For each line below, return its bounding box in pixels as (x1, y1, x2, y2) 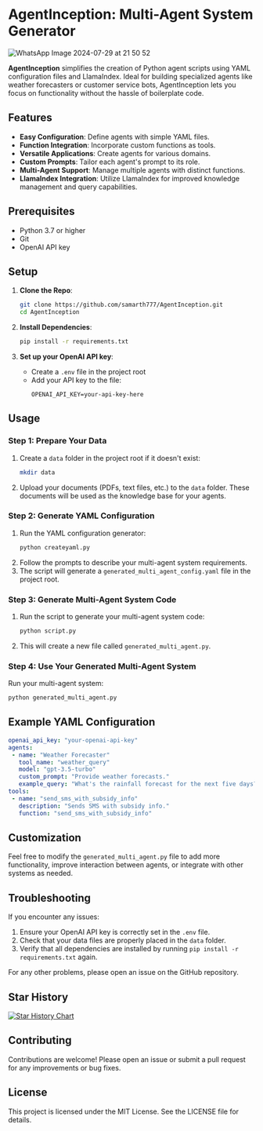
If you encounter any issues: (8, 912, 100, 921)
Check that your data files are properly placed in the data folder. (19, 936, 226, 945)
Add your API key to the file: (31, 375, 122, 385)
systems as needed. (8, 869, 73, 878)
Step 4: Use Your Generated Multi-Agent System (8, 661, 197, 672)
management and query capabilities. (19, 182, 138, 192)
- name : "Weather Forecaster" (11, 751, 110, 759)
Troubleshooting (8, 891, 92, 904)
